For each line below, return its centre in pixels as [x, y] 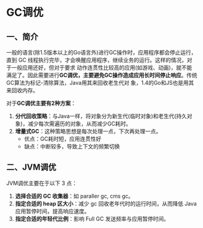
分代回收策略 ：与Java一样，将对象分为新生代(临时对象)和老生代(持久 [101, 116]
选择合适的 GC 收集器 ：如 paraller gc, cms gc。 [74, 196]
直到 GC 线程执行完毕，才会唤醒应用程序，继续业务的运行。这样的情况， [97, 60]
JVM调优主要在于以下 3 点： [42, 183]
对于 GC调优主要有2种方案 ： [41, 103]
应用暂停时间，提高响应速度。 [52, 211]
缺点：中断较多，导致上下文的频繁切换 [72, 146]
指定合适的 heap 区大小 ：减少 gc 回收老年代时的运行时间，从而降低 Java [106, 203]
